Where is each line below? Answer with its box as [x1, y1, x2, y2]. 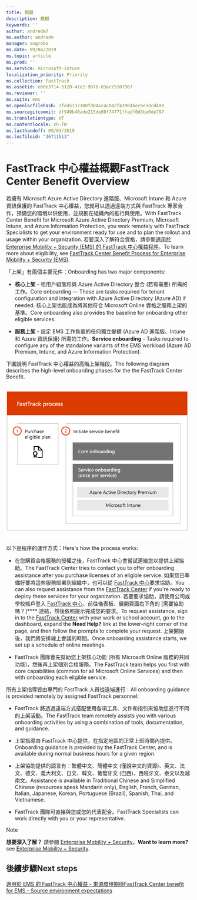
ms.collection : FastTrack [6, 78, 69, 84]
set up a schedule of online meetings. [14, 641, 106, 648]
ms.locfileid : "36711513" [6, 134, 69, 140]
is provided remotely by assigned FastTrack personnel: [6, 693, 139, 700]
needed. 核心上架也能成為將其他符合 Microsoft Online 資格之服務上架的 [14, 302, 188, 309]
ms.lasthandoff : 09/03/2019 [6, 127, 75, 134]
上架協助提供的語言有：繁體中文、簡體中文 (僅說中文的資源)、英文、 [14, 762, 180, 769]
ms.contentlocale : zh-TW [6, 121, 67, 127]
